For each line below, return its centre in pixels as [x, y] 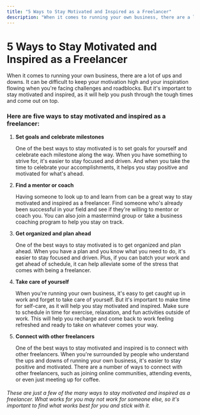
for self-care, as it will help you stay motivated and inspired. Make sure [102, 306]
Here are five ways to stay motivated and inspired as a [86, 117]
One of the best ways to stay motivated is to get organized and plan [98, 245]
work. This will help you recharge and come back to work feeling [94, 318]
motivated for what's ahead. [50, 174]
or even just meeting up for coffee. [58, 379]
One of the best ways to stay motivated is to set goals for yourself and [101, 148]
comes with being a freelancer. [53, 270]
